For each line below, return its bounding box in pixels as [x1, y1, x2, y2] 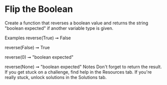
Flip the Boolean [4, 3, 73, 15]
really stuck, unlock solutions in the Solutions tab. [4, 74, 107, 80]
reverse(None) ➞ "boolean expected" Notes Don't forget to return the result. [4, 64, 162, 70]
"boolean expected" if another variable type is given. [4, 25, 113, 31]
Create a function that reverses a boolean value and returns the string [4, 20, 148, 26]
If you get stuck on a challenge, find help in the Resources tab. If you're [4, 69, 152, 75]
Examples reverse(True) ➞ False [4, 35, 71, 41]
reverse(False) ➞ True [4, 44, 50, 50]
